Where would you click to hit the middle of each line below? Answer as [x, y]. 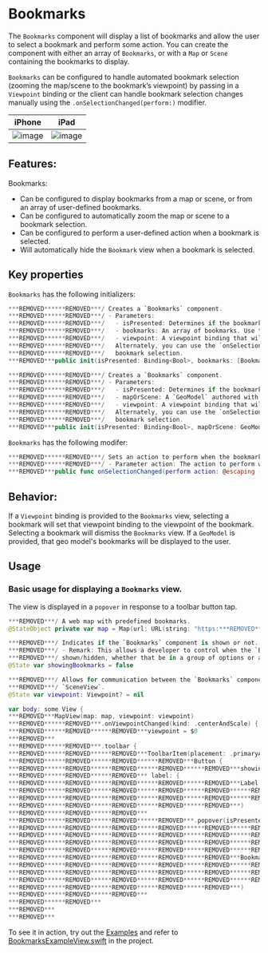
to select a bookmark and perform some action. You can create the [118, 44]
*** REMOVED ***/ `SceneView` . [57, 687]
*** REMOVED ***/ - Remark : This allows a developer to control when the [130, 651]
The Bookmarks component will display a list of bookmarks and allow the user [134, 36]
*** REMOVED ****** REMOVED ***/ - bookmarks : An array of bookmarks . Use [132, 331]
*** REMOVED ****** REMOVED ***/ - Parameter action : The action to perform [132, 464]
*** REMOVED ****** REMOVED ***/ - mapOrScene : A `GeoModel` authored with [134, 397]
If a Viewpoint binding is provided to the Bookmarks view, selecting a [119, 516]
